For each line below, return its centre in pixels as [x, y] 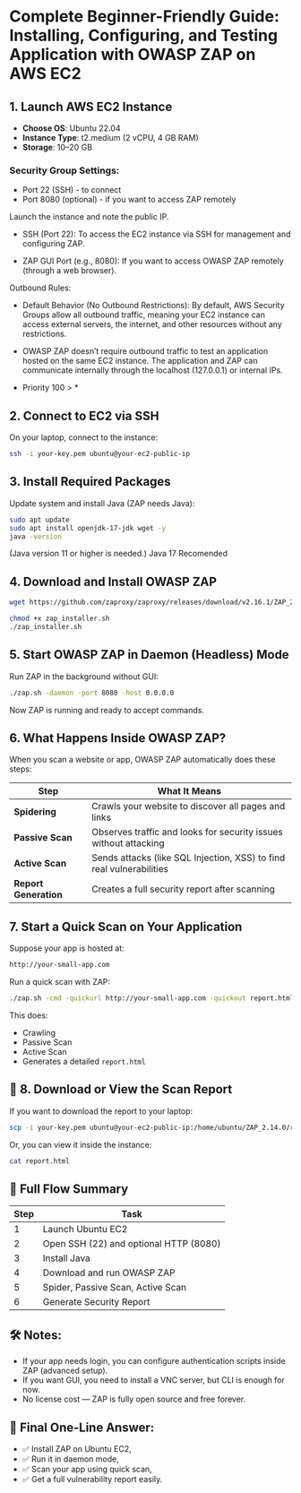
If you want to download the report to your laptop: [101, 1111]
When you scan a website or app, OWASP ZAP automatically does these [142, 760]
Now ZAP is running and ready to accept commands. [107, 710]
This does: [29, 1015]
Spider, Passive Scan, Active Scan [114, 1288]
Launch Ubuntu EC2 [85, 1230]
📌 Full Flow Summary [69, 1189]
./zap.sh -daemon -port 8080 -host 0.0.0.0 [92, 693]
